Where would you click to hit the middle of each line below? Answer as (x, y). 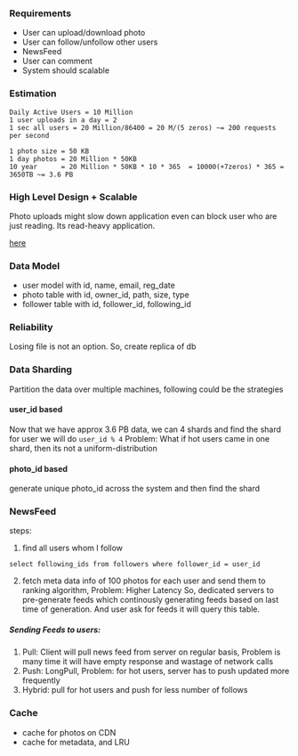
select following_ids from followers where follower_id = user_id (135, 565)
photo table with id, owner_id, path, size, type (105, 295)
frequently (41, 680)
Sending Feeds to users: (55, 630)
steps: (20, 531)
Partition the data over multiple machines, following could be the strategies (146, 389)
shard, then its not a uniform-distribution (83, 448)
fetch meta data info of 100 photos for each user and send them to (144, 581)
